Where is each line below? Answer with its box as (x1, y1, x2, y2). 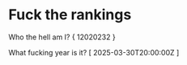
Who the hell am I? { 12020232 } (8, 32, 116, 42)
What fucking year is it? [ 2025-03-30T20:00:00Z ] (8, 47, 180, 57)
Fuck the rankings (8, 6, 132, 24)
